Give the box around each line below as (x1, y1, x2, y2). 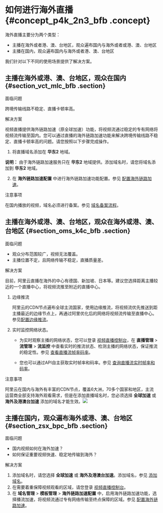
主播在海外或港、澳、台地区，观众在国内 (5, 74, 126, 83)
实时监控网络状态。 (12, 327, 51, 332)
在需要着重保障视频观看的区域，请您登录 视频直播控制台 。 (12, 484, 129, 490)
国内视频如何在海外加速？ (12, 446, 64, 451)
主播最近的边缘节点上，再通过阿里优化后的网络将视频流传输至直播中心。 (12, 310, 157, 316)
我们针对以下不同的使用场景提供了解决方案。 (5, 58, 95, 64)
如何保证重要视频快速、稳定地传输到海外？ (12, 452, 98, 458)
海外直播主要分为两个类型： (5, 32, 61, 37)
